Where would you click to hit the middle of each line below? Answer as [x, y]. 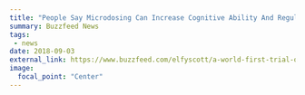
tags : [20, 34]
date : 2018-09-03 [42, 52]
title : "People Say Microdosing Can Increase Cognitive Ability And [142, 18]
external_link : [38, 60]
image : [22, 69]
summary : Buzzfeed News [54, 26]
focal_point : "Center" [60, 77]
